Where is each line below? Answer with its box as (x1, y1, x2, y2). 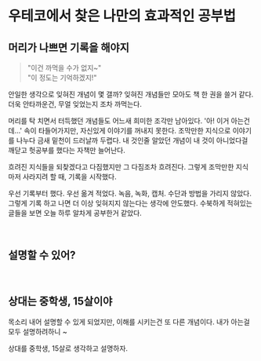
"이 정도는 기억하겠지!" (27, 73, 97, 82)
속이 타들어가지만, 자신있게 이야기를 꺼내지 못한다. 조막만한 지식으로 (23, 126, 231, 135)
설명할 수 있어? (8, 249, 76, 262)
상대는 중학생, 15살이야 (8, 295, 113, 308)
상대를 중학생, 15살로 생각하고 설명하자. (8, 343, 128, 353)
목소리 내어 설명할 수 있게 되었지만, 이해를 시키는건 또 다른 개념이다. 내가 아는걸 (8, 317, 251, 326)
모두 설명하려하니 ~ (8, 326, 68, 336)
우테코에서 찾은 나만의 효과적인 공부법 (8, 7, 237, 25)
